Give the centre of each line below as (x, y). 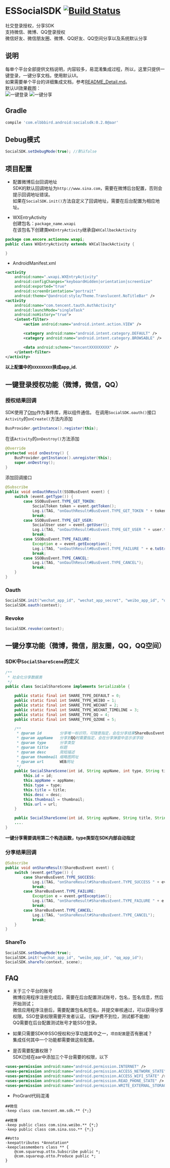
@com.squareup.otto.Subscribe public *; (57, 1152)
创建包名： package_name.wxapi (44, 223)
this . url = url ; (40, 804)
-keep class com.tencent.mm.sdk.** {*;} (49, 1111)
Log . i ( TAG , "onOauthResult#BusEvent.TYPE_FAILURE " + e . (94, 549)
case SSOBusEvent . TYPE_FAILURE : (58, 539)
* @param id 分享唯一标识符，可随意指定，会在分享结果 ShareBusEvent (90, 733)
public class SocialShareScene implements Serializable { (68, 687)
